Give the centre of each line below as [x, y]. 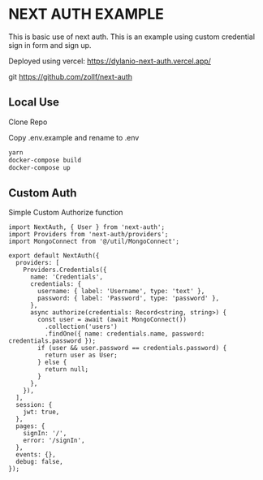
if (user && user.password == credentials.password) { [132, 348]
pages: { [30, 426]
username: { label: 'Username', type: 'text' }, [121, 292]
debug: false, [39, 462]
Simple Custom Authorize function [66, 213]
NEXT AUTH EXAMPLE [86, 14]
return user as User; [81, 355]
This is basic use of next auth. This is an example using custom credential [132, 37]
